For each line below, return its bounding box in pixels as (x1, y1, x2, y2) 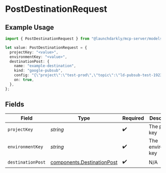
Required (122, 115, 144, 122)
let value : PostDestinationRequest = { (5, 45, 87, 50)
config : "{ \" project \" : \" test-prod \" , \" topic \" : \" (14, 73, 121, 78)
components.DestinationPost (50, 159, 118, 166)
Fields (5, 100, 25, 109)
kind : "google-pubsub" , (14, 68, 63, 73)
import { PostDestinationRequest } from (5, 36, 90, 41)
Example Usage (5, 23, 54, 32)
